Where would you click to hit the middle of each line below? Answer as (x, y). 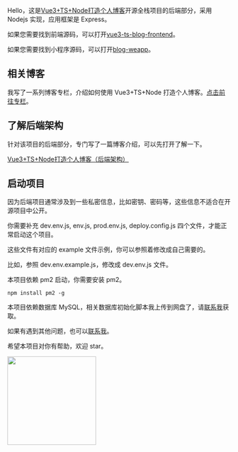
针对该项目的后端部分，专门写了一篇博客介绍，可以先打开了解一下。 (107, 144)
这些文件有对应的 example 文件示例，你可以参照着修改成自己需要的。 (108, 249)
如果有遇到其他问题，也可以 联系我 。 (60, 331)
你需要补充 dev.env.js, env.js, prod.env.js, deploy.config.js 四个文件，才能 (114, 226)
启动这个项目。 (35, 235)
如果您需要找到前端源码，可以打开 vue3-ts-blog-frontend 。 (93, 34)
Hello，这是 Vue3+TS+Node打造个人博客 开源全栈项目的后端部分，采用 (110, 10)
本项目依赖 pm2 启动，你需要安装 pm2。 (67, 280)
